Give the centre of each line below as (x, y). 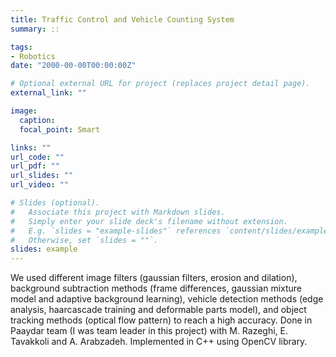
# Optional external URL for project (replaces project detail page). (160, 84)
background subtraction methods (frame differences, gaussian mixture (156, 288)
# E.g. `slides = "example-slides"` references (116, 231)
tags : (21, 47)
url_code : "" (37, 157)
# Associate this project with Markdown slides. (118, 212)
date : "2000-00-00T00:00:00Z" (73, 66)
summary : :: (35, 29)
